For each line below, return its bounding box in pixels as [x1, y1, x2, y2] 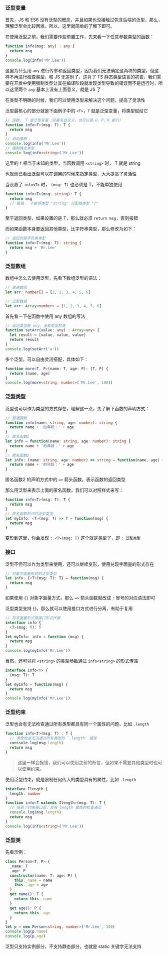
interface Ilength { [5, 786, 48, 791]
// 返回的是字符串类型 [5, 236, 46, 241]
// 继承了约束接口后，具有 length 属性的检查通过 [9, 805, 101, 810]
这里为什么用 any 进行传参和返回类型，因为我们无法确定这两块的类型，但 [5, 67, 155, 73]
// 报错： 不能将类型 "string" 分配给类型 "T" [9, 201, 98, 206]
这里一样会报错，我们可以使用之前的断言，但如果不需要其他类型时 [17, 759, 153, 765]
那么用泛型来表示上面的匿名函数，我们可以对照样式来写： [5, 487, 123, 493]
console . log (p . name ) [5, 929, 48, 934]
